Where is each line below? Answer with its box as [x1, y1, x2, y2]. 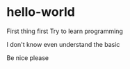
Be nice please [6, 53, 49, 62]
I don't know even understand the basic [6, 40, 120, 48]
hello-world [6, 4, 76, 20]
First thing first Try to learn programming [6, 27, 123, 35]
